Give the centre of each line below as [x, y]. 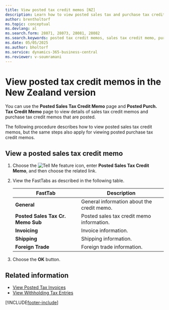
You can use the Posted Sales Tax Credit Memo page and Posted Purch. [81, 106]
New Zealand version [51, 92]
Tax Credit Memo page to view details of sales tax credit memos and [77, 112]
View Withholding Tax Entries [43, 292]
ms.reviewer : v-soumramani [33, 57]
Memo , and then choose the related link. [55, 171]
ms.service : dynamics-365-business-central [52, 52]
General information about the [117, 202]
